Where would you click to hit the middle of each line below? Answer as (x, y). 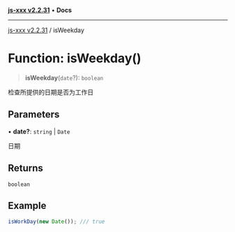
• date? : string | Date (39, 131)
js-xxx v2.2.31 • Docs (40, 10)
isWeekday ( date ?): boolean (64, 78)
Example (27, 205)
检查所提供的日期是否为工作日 (51, 92)
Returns (26, 168)
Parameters (34, 115)
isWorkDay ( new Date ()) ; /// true (56, 222)
